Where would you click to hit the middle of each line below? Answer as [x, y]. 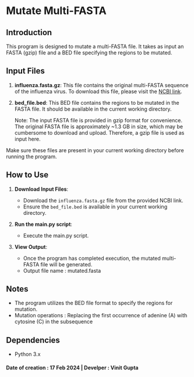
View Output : [31, 246]
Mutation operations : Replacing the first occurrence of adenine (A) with [101, 316]
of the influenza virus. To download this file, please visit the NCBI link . [98, 91]
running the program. [31, 156]
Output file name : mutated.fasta [62, 270]
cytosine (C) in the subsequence [54, 322]
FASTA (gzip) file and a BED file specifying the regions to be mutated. [89, 53]
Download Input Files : [41, 189]
